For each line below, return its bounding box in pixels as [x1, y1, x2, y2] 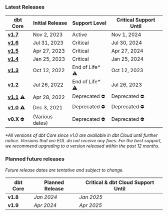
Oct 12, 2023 [111, 67, 143, 74]
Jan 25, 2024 [111, 56, 144, 63]
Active [72, 31, 87, 38]
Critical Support [116, 17, 155, 24]
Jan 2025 [79, 193, 103, 200]
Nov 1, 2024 [111, 31, 141, 38]
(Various [32, 113, 53, 120]
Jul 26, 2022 [32, 81, 64, 88]
